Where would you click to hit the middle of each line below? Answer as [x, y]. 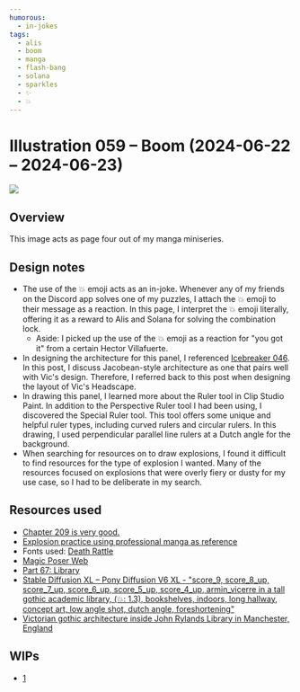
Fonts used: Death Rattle [68, 551]
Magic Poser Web [55, 560]
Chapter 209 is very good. [71, 532]
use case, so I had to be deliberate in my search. [112, 482]
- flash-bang [42, 68]
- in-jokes [38, 26]
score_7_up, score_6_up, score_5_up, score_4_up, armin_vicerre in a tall [154, 589]
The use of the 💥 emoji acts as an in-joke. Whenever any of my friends [153, 288]
